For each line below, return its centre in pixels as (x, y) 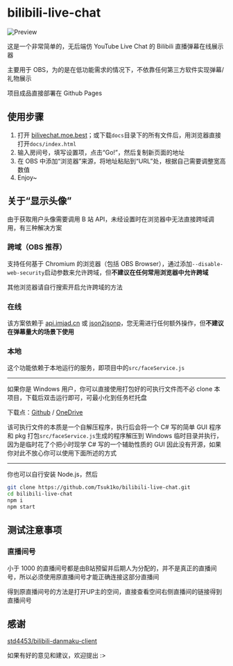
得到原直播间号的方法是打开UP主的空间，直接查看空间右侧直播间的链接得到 (115, 591)
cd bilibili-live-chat (40, 494)
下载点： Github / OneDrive (45, 412)
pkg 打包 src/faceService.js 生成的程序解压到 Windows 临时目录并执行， (119, 436)
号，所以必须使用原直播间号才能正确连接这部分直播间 (83, 577)
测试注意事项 (35, 531)
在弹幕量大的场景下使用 (41, 332)
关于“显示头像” (40, 201)
